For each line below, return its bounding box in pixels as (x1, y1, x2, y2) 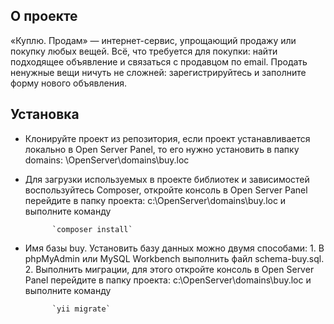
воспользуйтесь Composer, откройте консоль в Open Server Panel (24, 184, 308, 196)
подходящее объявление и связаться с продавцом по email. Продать (10, 55, 308, 68)
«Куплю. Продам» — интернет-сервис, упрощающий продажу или (10, 34, 297, 46)
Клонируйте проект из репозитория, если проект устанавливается (24, 132, 311, 144)
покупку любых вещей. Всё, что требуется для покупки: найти (10, 45, 278, 57)
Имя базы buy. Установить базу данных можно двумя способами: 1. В (24, 242, 325, 254)
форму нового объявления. (10, 77, 128, 89)
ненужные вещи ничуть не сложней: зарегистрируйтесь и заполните (10, 66, 307, 78)
